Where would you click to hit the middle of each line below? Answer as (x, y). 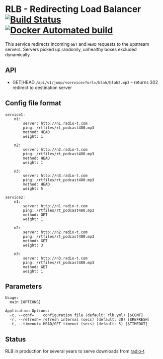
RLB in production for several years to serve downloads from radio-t (75, 351)
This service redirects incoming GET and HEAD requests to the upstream (77, 44)
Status (16, 339)
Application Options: (28, 311)
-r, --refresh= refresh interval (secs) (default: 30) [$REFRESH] (80, 320)
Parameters (24, 286)
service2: (15, 197)
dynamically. (18, 54)
